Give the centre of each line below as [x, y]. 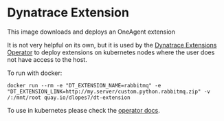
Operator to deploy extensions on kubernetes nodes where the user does [111, 52]
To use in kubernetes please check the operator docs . [83, 110]
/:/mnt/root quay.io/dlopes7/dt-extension [69, 98]
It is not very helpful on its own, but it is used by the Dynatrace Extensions [112, 45]
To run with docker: [35, 73]
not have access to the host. [47, 59]
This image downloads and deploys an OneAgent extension [91, 32]
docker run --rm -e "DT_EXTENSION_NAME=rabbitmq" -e [84, 85]
